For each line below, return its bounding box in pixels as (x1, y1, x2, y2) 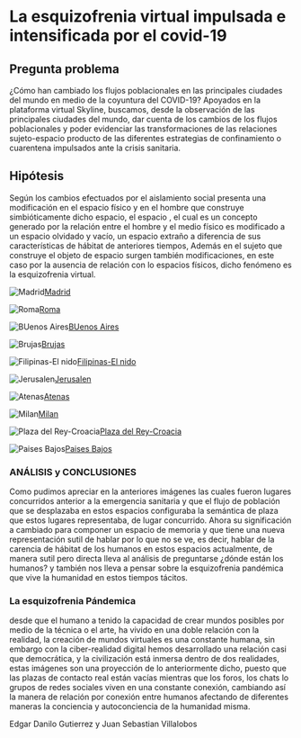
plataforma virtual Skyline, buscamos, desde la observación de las (9, 104, 255, 114)
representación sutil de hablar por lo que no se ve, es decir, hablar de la (9, 534, 275, 545)
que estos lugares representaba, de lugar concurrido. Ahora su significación (9, 515, 292, 526)
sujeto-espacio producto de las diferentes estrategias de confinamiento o (9, 133, 281, 143)
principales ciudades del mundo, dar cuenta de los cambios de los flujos (9, 114, 278, 124)
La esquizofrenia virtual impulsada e (9, 6, 287, 27)
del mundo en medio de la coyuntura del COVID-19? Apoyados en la (9, 94, 261, 105)
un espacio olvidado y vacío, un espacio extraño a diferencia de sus (9, 230, 261, 241)
